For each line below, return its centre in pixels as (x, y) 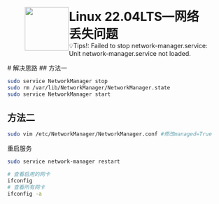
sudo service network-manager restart (64, 162)
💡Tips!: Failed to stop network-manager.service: (138, 46)
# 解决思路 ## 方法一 (37, 68)
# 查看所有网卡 (26, 187)
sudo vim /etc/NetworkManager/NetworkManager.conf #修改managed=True (109, 134)
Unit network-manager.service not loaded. (130, 53)
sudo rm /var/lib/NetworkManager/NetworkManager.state (89, 87)
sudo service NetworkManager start (59, 94)
